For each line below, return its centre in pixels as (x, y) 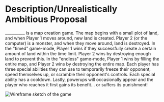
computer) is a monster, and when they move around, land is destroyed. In (80, 43)
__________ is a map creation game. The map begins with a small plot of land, (82, 33)
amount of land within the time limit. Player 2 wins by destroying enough (78, 53)
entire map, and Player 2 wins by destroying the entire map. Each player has (82, 64)
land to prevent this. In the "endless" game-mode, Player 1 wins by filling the (82, 59)
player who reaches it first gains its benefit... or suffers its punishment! (77, 84)
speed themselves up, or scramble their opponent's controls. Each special (80, 74)
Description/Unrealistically (61, 9)
